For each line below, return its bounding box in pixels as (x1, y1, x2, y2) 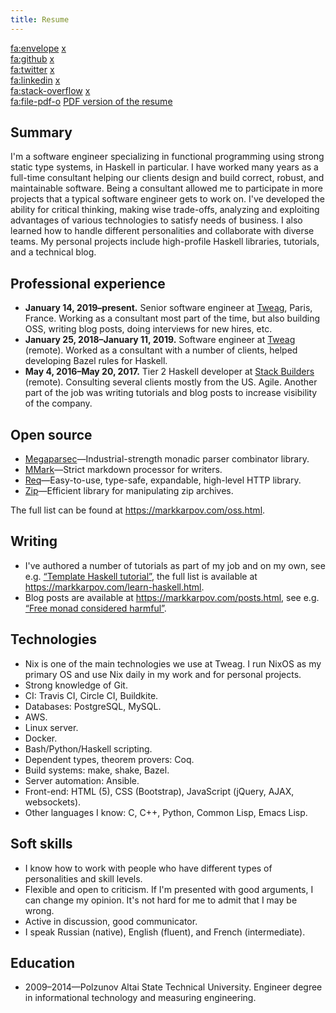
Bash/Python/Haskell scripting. (24, 742, 153, 755)
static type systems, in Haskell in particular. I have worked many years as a (10, 161, 319, 173)
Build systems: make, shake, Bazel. (24, 764, 170, 776)
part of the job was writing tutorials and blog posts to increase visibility (24, 387, 318, 399)
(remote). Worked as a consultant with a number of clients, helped (24, 344, 298, 356)
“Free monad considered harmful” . (24, 602, 167, 614)
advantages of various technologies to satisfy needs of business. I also (10, 214, 303, 226)
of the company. (24, 397, 93, 410)
